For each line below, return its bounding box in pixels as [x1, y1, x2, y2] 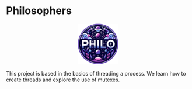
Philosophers [6, 4, 72, 18]
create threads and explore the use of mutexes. [6, 76, 120, 83]
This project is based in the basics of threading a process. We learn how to [6, 70, 186, 77]
